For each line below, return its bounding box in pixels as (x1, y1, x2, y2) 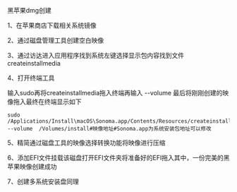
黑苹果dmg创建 (7, 6, 51, 14)
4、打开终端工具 (7, 73, 55, 82)
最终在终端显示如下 (25, 97, 82, 106)
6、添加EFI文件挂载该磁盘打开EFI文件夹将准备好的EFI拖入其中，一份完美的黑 (7, 154, 230, 162)
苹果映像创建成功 (7, 162, 57, 171)
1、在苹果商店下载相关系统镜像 (7, 21, 97, 30)
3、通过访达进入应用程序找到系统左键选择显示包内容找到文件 (7, 52, 185, 59)
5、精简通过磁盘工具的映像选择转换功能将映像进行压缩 (7, 138, 166, 147)
